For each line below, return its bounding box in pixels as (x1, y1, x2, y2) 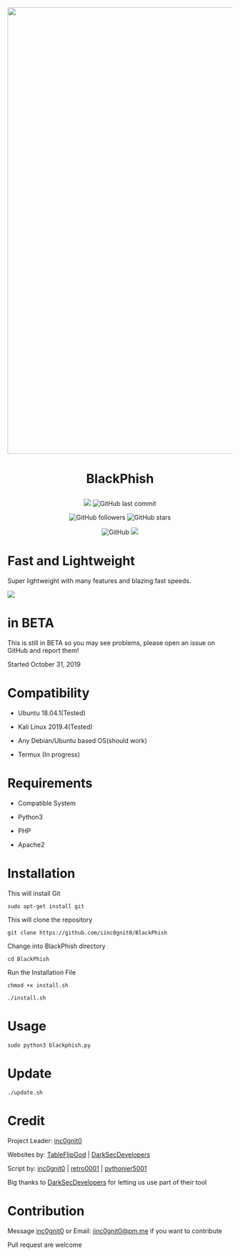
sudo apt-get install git (7, 902, 84, 910)
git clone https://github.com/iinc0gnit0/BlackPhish (7, 929, 168, 936)
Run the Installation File (7, 968, 76, 977)
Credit (7, 1112, 45, 1129)
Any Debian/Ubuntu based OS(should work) (17, 737, 148, 744)
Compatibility (7, 685, 90, 702)
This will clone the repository (7, 915, 93, 924)
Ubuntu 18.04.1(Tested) (17, 709, 86, 717)
